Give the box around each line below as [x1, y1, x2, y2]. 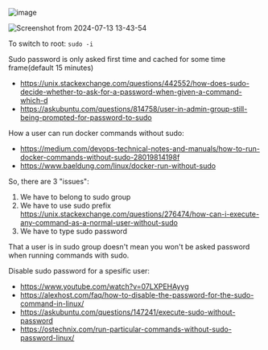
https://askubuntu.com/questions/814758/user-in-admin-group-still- [19, 105, 248, 113]
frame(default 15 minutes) [8, 63, 94, 72]
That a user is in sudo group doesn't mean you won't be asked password [8, 242, 250, 251]
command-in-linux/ [19, 299, 85, 308]
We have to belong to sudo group [19, 192, 131, 201]
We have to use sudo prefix [19, 201, 111, 210]
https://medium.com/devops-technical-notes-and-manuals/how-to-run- [19, 144, 260, 153]
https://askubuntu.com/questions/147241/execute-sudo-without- [19, 307, 236, 317]
